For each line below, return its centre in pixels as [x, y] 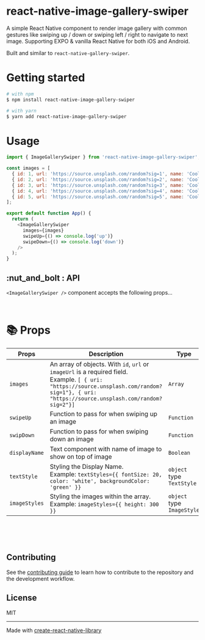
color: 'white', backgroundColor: [100, 481]
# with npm [20, 94]
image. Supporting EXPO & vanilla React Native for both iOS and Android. [98, 41]
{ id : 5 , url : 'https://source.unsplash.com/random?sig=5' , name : [98, 197]
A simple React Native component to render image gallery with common [97, 28]
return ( [23, 219]
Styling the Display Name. [87, 466]
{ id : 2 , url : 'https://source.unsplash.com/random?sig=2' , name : [98, 179]
